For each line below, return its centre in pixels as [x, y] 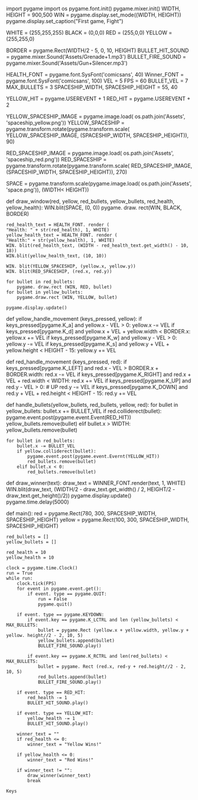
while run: [20, 578]
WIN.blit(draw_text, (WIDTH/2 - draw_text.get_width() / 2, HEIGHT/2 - [91, 489]
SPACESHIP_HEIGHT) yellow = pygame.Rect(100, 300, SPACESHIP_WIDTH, [98, 519]
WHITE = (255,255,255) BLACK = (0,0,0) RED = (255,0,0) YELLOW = [89, 33]
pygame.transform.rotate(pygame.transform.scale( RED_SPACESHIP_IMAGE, [99, 166]
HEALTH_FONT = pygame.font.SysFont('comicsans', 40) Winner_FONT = [95, 74]
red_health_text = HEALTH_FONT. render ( [58, 225]
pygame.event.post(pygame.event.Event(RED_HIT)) [69, 417]
